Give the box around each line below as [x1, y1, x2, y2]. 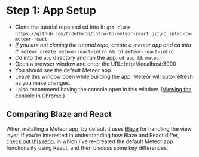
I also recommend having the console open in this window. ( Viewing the [14, 85, 192, 93]
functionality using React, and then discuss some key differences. [6, 144, 169, 151]
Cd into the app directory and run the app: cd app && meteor [14, 54, 162, 61]
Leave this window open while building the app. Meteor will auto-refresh [14, 73, 193, 80]
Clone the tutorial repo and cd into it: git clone [14, 23, 131, 30]
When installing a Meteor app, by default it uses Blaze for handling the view [6, 125, 192, 132]
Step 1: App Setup [6, 4, 97, 17]
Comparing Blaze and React [6, 109, 112, 119]
